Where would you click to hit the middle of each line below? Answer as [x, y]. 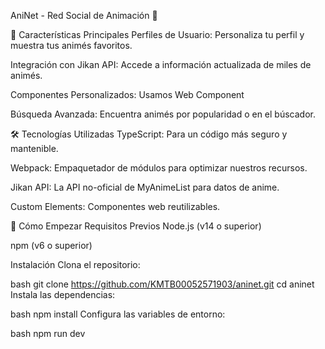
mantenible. [34, 148]
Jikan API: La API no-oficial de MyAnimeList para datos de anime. [145, 187]
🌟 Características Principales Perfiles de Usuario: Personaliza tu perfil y [157, 34]
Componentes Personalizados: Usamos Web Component [127, 94]
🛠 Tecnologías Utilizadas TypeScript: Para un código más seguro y [149, 134]
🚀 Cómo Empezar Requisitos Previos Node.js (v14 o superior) [136, 226]
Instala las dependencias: [63, 294]
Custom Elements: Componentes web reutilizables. [115, 206]
